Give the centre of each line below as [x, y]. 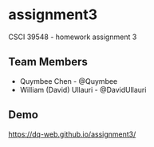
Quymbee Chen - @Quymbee [69, 81]
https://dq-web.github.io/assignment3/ [72, 134]
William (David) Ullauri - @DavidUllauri [83, 89]
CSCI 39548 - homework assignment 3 [73, 37]
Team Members [48, 62]
